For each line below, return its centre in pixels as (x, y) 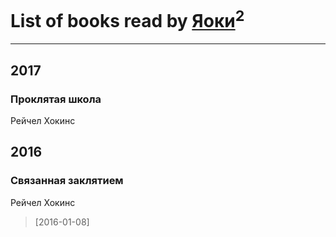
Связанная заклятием (67, 181)
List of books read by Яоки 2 (127, 19)
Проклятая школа (56, 99)
